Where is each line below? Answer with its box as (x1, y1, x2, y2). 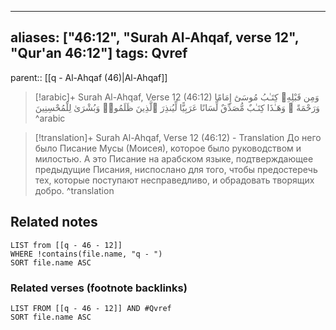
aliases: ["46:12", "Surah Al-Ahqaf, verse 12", (10, 29, 300, 46)
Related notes (10, 214, 98, 231)
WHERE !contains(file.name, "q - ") (10, 249, 163, 259)
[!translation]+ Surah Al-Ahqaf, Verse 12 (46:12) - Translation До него (34, 131, 322, 143)
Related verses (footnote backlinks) (10, 281, 188, 295)
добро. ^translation (34, 184, 115, 196)
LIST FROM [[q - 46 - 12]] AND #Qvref (10, 303, 172, 313)
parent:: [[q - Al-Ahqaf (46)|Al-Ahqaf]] (10, 71, 168, 83)
